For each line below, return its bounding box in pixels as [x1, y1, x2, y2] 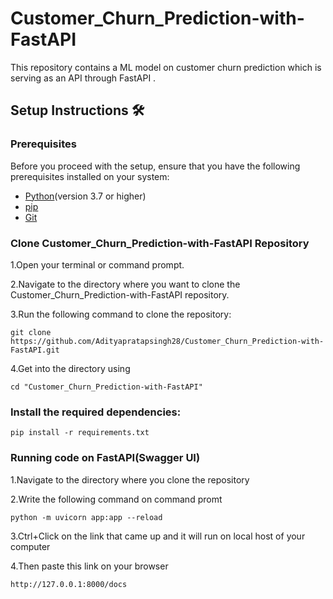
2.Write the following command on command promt [10, 493, 223, 505]
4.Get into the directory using [10, 362, 131, 374]
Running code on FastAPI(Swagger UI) [10, 451, 201, 465]
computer [10, 540, 51, 552]
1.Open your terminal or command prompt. [10, 258, 185, 271]
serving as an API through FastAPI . [10, 72, 157, 84]
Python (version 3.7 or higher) [24, 190, 147, 202]
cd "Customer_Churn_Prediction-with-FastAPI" [10, 382, 203, 392]
